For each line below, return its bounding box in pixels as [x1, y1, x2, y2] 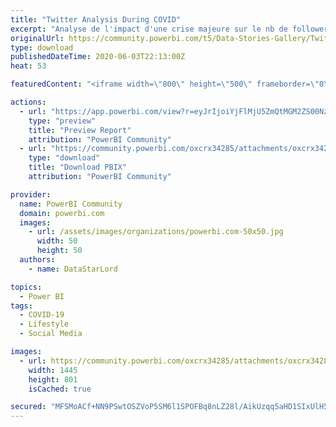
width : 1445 [28, 365, 78, 375]
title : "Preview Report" [28, 125, 132, 135]
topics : [10, 282, 43, 292]
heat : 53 [10, 61, 47, 71]
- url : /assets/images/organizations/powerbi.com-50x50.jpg [28, 227, 284, 237]
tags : [10, 301, 33, 311]
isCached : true [28, 384, 92, 394]
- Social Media [19, 329, 83, 339]
